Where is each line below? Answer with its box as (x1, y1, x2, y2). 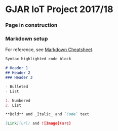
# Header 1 (5, 66, 28, 71)
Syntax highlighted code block (5, 57, 71, 62)
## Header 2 (5, 70, 30, 75)
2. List (5, 103, 22, 108)
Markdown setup (5, 35, 48, 42)
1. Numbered (5, 98, 30, 103)
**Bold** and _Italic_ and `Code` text (5, 112, 90, 117)
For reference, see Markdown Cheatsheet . (5, 47, 94, 53)
